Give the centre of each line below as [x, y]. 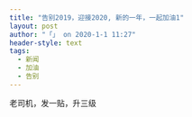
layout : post [34, 26]
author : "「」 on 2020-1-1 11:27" [73, 34]
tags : [19, 51]
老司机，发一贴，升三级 [53, 103]
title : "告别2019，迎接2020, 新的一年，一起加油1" [97, 18]
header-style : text [46, 43]
